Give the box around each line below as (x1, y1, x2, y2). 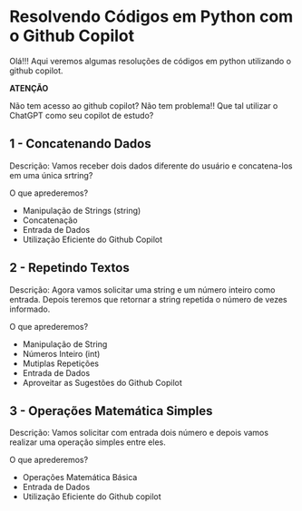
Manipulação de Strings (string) (22, 205, 141, 216)
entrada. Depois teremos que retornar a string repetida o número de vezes (9, 294, 287, 304)
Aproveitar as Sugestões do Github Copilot (22, 377, 183, 388)
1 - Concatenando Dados (9, 136, 151, 151)
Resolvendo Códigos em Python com (9, 6, 294, 27)
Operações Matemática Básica (22, 472, 138, 483)
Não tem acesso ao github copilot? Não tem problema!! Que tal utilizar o (9, 100, 278, 111)
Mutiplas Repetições (22, 358, 100, 369)
